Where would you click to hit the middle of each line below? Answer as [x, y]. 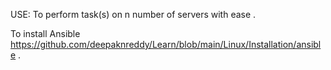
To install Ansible [45, 33]
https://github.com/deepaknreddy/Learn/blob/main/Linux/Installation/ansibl [166, 44]
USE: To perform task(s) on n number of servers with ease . [133, 14]
